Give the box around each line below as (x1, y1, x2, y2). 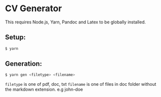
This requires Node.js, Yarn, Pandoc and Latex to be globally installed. (5, 19, 146, 25)
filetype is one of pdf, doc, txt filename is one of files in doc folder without (5, 81, 157, 87)
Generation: (5, 59, 42, 68)
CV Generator (5, 3, 62, 14)
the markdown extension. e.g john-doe (5, 86, 83, 93)
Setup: (5, 33, 26, 41)
